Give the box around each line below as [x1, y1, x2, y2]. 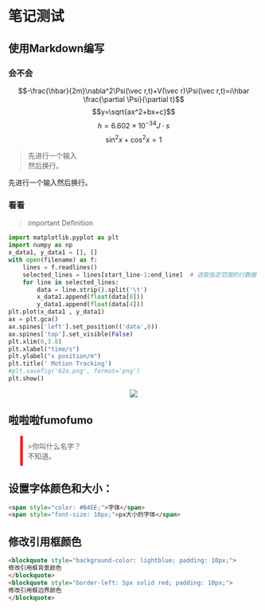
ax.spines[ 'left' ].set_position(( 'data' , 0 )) [8, 322, 158, 331]
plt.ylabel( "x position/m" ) [8, 352, 102, 360]
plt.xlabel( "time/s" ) [8, 344, 80, 353]
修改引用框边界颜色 [8, 586, 62, 594]
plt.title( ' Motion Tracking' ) [8, 360, 112, 368]
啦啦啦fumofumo [8, 414, 93, 427]
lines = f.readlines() [22, 263, 98, 271]
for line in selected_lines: [22, 278, 119, 286]
